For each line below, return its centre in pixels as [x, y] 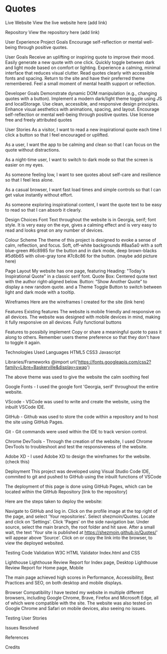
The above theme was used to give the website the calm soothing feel [77, 377]
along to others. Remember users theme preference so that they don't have [83, 337]
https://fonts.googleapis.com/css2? [115, 362]
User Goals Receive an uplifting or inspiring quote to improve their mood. [80, 57]
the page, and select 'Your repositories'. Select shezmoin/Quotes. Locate [80, 516]
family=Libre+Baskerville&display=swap [46, 367]
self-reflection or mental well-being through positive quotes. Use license [80, 114]
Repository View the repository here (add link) [52, 32]
